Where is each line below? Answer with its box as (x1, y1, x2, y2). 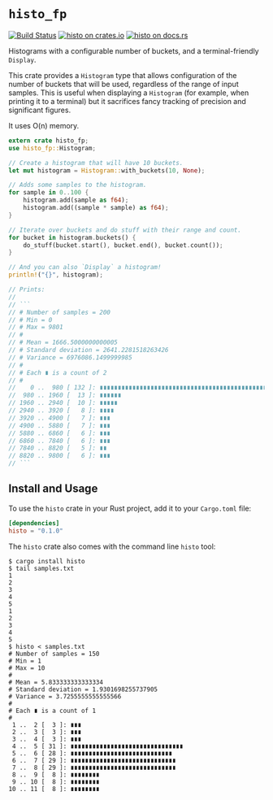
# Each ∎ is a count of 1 (8, 707, 96, 715)
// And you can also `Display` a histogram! (8, 263, 162, 272)
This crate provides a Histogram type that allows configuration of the (8, 70, 237, 80)
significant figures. (8, 105, 71, 115)
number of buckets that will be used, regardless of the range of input (8, 79, 239, 89)
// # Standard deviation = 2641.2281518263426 (8, 346, 169, 354)
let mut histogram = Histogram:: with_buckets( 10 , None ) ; (8, 166, 206, 175)
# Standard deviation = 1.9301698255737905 (8, 685, 158, 693)
